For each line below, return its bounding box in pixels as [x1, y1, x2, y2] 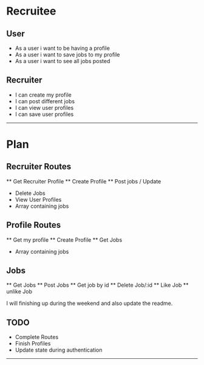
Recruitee [6, 4, 56, 18]
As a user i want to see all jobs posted [15, 58, 110, 64]
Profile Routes [6, 220, 61, 230]
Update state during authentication [15, 346, 103, 353]
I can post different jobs [15, 97, 75, 104]
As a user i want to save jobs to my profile [15, 51, 120, 58]
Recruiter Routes [6, 162, 72, 172]
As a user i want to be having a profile [15, 44, 110, 52]
